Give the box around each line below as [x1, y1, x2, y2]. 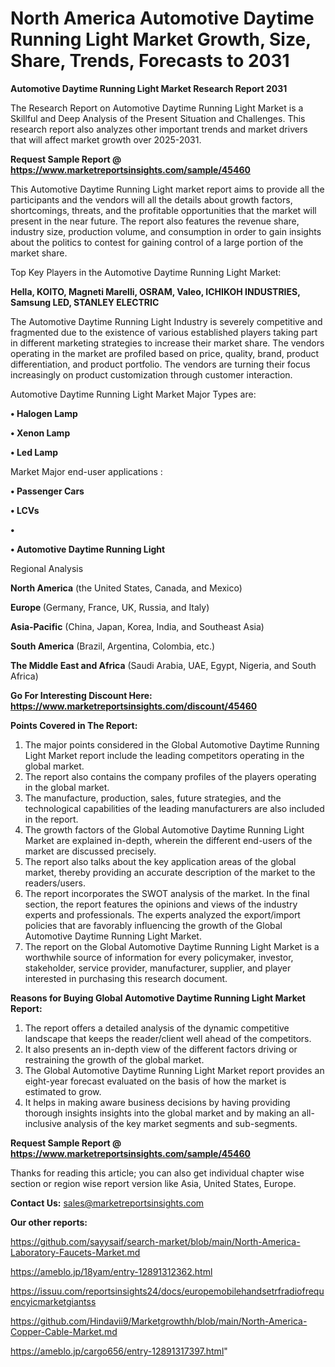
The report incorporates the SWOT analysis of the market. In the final [24, 887, 310, 899]
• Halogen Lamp [10, 407, 78, 419]
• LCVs [10, 504, 40, 516]
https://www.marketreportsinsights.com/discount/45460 [10, 700, 258, 712]
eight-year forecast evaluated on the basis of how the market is [24, 1075, 287, 1087]
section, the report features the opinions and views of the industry [24, 898, 298, 910]
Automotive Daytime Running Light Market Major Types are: [10, 388, 257, 400]
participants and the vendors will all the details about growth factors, [10, 193, 293, 206]
